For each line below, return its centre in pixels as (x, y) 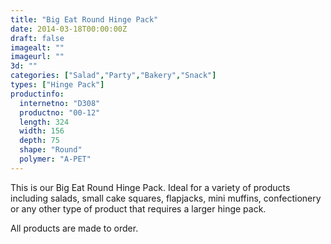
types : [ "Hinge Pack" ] (57, 85)
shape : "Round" (51, 150)
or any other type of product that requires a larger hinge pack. (138, 208)
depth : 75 (39, 141)
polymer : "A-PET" (55, 159)
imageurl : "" (37, 57)
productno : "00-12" (60, 112)
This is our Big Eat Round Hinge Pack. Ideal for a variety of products (150, 187)
